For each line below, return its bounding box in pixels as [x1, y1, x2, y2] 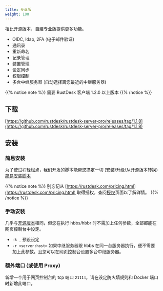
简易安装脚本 [5, 173, 31, 179]
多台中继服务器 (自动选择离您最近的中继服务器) [12, 79, 106, 85]
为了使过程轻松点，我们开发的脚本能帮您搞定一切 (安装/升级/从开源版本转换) [5, 167, 158, 173]
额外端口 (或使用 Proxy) [5, 262, 61, 269]
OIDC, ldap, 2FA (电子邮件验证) [12, 36, 75, 42]
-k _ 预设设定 [12, 237, 40, 243]
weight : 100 [5, 12, 29, 17]
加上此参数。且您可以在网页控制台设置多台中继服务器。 [12, 249, 123, 255]
